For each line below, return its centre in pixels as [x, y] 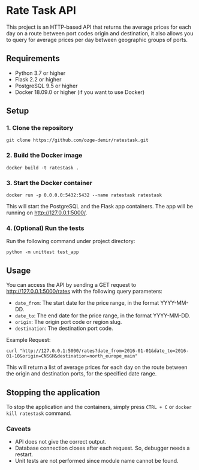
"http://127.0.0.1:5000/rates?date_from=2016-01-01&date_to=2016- [104, 351]
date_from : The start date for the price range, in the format [87, 303]
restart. [24, 454]
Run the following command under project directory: [71, 241]
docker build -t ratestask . [43, 168]
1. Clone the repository [40, 128]
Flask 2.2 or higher [38, 79]
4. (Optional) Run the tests [45, 228]
